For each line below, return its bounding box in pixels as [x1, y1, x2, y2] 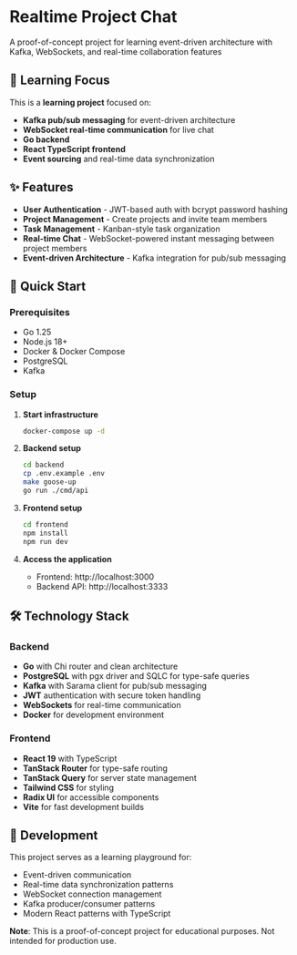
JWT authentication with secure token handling [22, 690, 201, 701]
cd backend [22, 460, 65, 470]
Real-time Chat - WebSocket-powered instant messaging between [22, 232, 275, 243]
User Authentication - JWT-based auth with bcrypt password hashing [22, 203, 289, 215]
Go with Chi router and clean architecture [22, 661, 179, 672]
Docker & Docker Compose [22, 346, 126, 357]
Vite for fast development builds [22, 801, 144, 812]
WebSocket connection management [22, 888, 162, 899]
